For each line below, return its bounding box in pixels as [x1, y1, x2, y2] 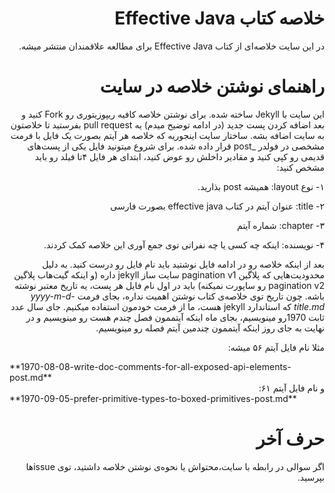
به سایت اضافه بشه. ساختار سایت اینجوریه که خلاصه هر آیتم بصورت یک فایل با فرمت [10, 129, 325, 141]
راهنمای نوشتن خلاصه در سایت [99, 75, 325, 98]
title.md [293, 300, 325, 312]
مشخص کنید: [276, 161, 325, 173]
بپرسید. [297, 471, 325, 483]
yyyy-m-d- [30, 290, 76, 302]
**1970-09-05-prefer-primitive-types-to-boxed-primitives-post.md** [9, 392, 297, 404]
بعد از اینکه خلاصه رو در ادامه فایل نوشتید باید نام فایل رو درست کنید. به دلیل [42, 258, 325, 270]
